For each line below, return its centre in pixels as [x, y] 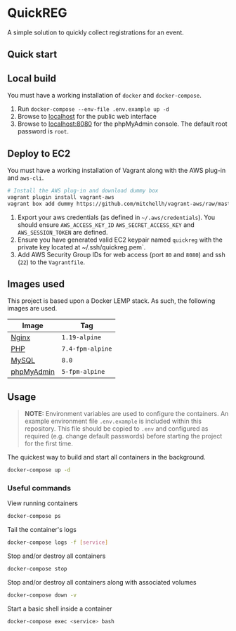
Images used [36, 284]
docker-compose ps [34, 516]
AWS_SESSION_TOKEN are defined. [63, 232]
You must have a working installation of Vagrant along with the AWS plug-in [117, 170]
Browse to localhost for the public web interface [87, 117]
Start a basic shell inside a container [60, 609]
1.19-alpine [81, 338]
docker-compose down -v [42, 595]
